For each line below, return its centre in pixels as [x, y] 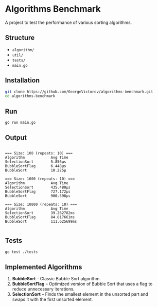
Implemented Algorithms [44, 267]
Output [16, 138]
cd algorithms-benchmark [30, 96]
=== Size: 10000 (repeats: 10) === [41, 204]
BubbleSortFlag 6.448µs [36, 166]
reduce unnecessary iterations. [43, 289]
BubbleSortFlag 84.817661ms [40, 217]
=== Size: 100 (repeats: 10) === [39, 153]
